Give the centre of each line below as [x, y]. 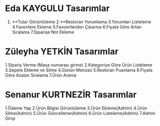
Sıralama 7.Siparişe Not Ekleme [43, 32]
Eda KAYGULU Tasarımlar [57, 8]
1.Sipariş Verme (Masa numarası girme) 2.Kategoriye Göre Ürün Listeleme [79, 65]
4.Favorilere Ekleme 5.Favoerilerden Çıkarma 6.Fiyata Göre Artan [77, 27]
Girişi [10, 118]
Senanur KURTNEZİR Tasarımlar [71, 95]
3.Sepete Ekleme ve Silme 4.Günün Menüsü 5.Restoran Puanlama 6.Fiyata [79, 70]
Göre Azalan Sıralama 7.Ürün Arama [41, 75]
